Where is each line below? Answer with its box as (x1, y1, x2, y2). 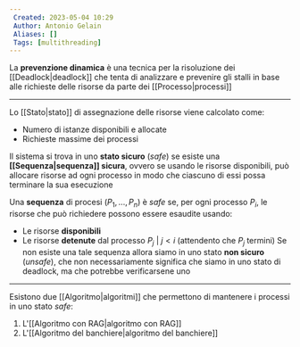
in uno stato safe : (9, 301, 74, 311)
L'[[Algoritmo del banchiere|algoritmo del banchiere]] (21, 327, 219, 338)
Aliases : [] (12, 29, 58, 38)
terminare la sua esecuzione (9, 179, 113, 190)
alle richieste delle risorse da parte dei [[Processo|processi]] (9, 81, 232, 92)
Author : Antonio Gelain (12, 21, 102, 30)
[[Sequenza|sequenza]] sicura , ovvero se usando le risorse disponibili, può (9, 161, 290, 171)
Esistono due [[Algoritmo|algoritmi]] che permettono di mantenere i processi (9, 291, 290, 302)
